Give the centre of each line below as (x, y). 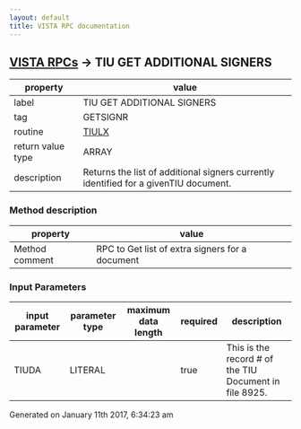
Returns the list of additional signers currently (179, 172)
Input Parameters (48, 286)
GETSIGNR (106, 118)
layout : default (39, 18)
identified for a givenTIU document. (157, 183)
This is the (248, 347)
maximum (148, 310)
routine (29, 132)
